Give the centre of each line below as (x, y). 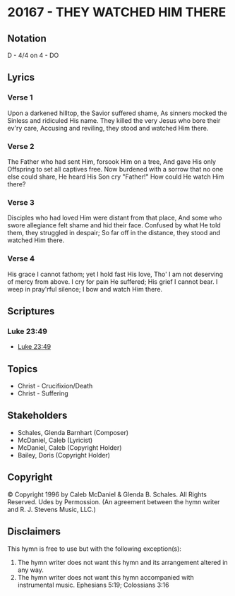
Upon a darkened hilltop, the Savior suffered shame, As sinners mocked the (117, 113)
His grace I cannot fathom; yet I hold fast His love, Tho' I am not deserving (115, 274)
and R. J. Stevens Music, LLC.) (52, 509)
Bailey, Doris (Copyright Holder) (64, 455)
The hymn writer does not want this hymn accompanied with (106, 577)
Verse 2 (21, 146)
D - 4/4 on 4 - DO (33, 55)
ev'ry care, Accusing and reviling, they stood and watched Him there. (108, 128)
